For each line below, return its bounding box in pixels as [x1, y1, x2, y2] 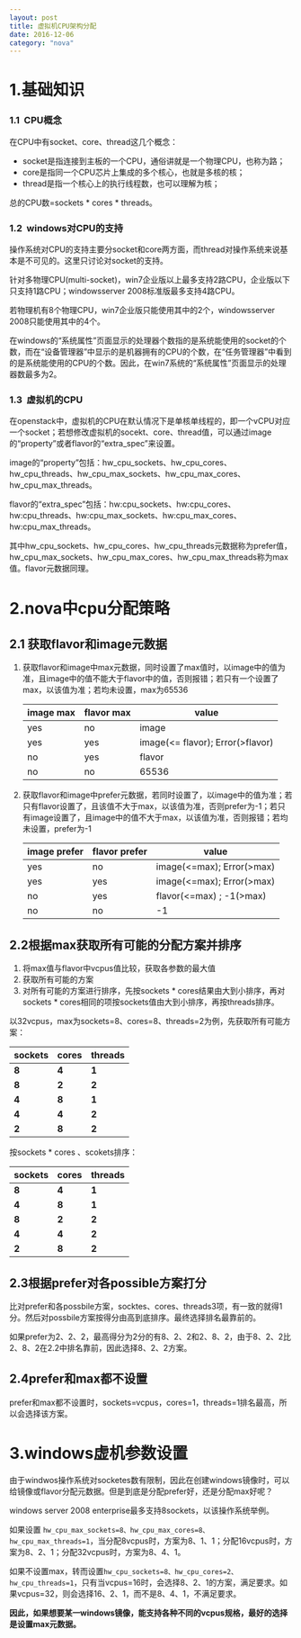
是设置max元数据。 [9, 1618, 82, 1629]
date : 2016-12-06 [9, 30, 75, 39]
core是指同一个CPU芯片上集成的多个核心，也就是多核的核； [22, 166, 245, 177]
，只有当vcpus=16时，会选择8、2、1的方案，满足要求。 [73, 1577, 280, 1588]
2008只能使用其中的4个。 [9, 316, 105, 327]
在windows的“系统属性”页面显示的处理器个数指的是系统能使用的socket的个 [9, 335, 287, 346]
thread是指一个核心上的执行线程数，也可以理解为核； [22, 177, 220, 189]
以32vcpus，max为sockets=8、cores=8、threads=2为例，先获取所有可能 [9, 1016, 283, 1027]
